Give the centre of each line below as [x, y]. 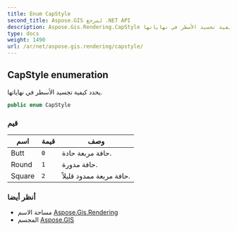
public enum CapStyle [39, 105]
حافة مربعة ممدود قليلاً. [96, 175]
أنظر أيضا [22, 196]
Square [23, 175]
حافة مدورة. [80, 164]
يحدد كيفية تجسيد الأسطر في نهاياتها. [55, 92]
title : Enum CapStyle [39, 14]
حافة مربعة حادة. [87, 153]
